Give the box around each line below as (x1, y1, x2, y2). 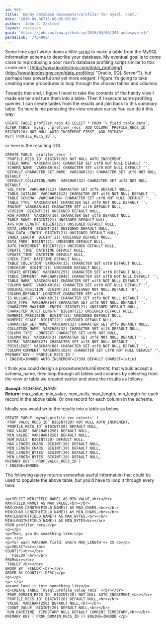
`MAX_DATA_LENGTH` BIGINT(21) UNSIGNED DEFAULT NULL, (5, 230, 119, 235)
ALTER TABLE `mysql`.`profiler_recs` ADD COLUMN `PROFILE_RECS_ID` (5, 125, 148, 130)
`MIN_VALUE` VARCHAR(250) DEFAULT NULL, (5, 433, 90, 438)
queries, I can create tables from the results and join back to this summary (5, 100, 158, 106)
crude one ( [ (5, 64, 32, 70)
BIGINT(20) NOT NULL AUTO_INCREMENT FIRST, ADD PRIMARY (5, 129, 123, 134)
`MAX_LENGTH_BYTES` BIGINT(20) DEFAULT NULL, (5, 450, 101, 455)
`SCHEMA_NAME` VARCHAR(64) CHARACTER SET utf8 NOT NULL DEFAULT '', (5, 165, 150, 170)
